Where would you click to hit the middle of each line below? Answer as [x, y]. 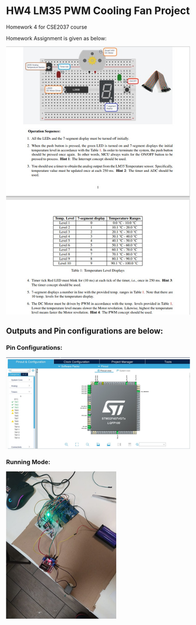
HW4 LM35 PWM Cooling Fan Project [98, 11]
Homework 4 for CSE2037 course [47, 27]
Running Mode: [28, 462]
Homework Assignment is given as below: [56, 38]
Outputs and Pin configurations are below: [85, 331]
